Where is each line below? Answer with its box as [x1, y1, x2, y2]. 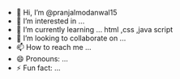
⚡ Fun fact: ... [15, 63, 61, 73]
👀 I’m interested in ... [15, 16, 85, 26]
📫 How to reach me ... [15, 43, 92, 52]
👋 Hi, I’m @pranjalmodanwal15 [15, 8, 118, 17]
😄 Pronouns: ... [15, 54, 69, 64]
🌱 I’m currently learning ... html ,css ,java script [15, 25, 174, 34]
